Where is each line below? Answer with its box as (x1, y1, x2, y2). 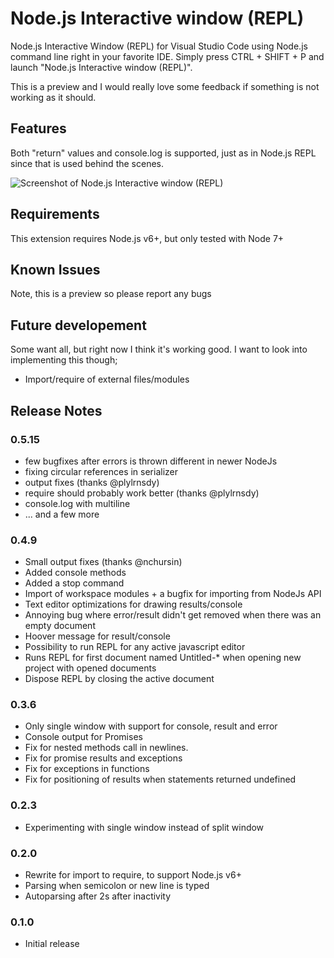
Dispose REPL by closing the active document (24, 673, 215, 685)
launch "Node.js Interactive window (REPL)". (10, 61, 193, 73)
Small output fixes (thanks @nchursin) (24, 556, 183, 568)
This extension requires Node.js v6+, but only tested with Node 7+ (10, 232, 285, 244)
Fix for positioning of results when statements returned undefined (24, 773, 297, 786)
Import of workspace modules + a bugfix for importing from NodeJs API (24, 588, 322, 600)
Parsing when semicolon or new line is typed (24, 880, 210, 892)
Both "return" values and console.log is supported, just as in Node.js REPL (10, 147, 317, 159)
